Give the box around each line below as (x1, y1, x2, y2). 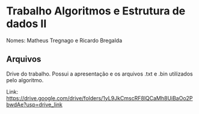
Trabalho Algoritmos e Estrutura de (6, 4, 186, 18)
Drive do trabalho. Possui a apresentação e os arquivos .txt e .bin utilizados (6, 70, 194, 77)
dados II (6, 17, 47, 31)
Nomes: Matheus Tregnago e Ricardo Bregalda (6, 37, 123, 44)
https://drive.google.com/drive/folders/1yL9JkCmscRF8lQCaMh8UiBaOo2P (6, 94, 194, 101)
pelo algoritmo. (6, 76, 44, 83)
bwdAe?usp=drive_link (6, 101, 63, 108)
